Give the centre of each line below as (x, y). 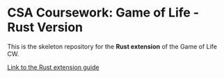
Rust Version (45, 27)
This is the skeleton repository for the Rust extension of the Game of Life (112, 46)
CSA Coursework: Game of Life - (103, 13)
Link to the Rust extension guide (53, 67)
